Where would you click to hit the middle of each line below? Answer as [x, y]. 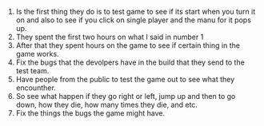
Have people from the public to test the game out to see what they [125, 79]
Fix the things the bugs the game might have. [90, 113]
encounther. [36, 88]
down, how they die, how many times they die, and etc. [107, 104]
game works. [37, 54]
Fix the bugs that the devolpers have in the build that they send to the [130, 62]
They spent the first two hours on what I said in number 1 [110, 37]
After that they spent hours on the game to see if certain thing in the [128, 45]
